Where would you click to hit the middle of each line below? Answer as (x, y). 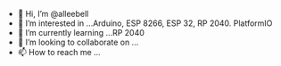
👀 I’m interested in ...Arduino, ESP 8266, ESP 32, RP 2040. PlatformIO (145, 23)
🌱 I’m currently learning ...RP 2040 (81, 33)
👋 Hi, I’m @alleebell (53, 14)
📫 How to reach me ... (59, 52)
